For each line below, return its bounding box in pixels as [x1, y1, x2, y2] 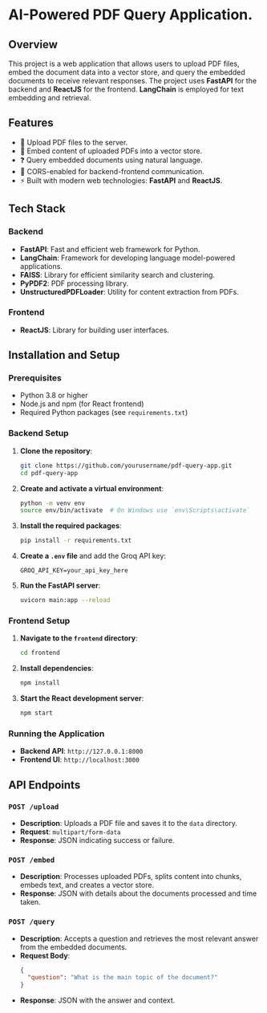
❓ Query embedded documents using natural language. [19, 155, 203, 165]
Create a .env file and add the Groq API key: [19, 551, 167, 561]
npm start [19, 709, 54, 718]
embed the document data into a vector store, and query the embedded [8, 67, 246, 77]
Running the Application [8, 728, 105, 739]
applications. [19, 261, 63, 271]
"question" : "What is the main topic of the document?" [27, 974, 218, 982]
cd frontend [19, 649, 60, 657]
